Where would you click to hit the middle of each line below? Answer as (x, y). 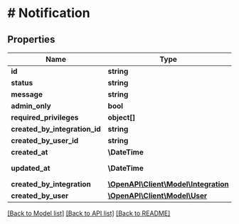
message (27, 94)
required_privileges (45, 117)
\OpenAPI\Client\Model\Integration (168, 184)
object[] (122, 117)
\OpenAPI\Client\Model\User (158, 196)
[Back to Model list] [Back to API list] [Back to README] (89, 213)
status (22, 83)
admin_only (31, 106)
